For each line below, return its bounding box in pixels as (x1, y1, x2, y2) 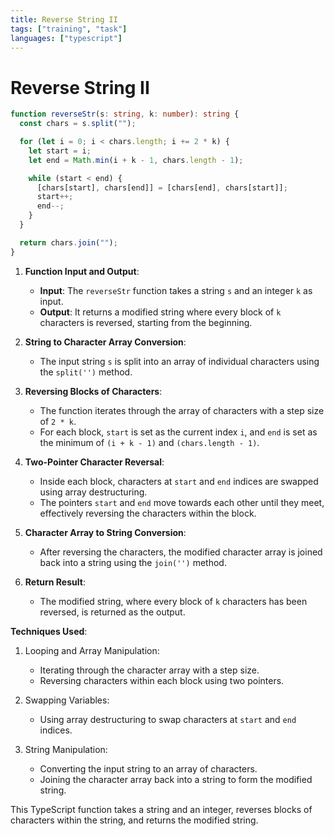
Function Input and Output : (24, 265, 140, 277)
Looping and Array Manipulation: (24, 644, 160, 656)
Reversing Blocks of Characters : (24, 385, 163, 397)
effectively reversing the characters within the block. (39, 507, 257, 519)
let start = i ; (28, 146, 92, 156)
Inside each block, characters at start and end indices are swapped (39, 475, 319, 487)
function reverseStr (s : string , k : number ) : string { (10, 109, 240, 120)
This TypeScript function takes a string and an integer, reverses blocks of (10, 803, 313, 815)
